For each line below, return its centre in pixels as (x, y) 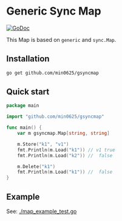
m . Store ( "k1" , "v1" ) (43, 144)
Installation (28, 59)
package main (23, 106)
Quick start (28, 92)
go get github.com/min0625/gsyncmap (53, 73)
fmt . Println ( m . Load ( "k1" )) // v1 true (66, 150)
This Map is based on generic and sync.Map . (61, 39)
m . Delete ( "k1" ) (36, 166)
